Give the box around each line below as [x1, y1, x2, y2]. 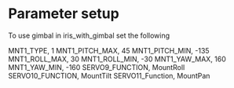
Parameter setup [8, 5, 119, 23]
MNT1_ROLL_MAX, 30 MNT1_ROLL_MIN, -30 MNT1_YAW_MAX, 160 [8, 54, 226, 64]
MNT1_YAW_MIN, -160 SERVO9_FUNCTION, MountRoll [8, 62, 185, 71]
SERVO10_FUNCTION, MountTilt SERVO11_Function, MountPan [8, 71, 210, 80]
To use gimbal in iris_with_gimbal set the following [8, 31, 170, 40]
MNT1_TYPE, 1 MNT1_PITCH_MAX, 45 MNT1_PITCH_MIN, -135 [8, 46, 210, 55]
